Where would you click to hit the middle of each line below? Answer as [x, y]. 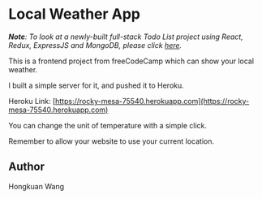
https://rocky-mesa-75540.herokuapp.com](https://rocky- [152, 101]
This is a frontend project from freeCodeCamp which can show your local [131, 61]
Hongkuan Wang [37, 186]
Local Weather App [74, 14]
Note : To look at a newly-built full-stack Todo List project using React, [126, 37]
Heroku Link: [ [32, 101]
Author [26, 167]
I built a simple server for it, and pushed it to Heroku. [96, 85]
